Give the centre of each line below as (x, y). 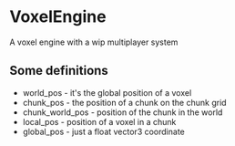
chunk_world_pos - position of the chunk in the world (123, 112)
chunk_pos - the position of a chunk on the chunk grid (124, 102)
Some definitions (59, 71)
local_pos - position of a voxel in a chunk (99, 121)
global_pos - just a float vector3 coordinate (103, 131)
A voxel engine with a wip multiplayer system (94, 42)
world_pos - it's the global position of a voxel (107, 92)
